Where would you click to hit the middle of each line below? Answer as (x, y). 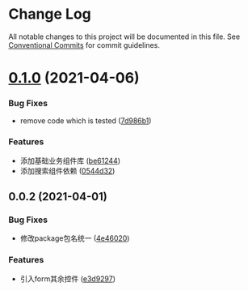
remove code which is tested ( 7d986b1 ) (86, 121)
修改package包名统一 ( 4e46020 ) (75, 238)
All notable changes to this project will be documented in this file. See (124, 36)
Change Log (50, 14)
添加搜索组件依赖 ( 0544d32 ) (67, 170)
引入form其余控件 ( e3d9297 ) (67, 278)
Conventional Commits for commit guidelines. (84, 45)
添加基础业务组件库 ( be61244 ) (70, 160)
